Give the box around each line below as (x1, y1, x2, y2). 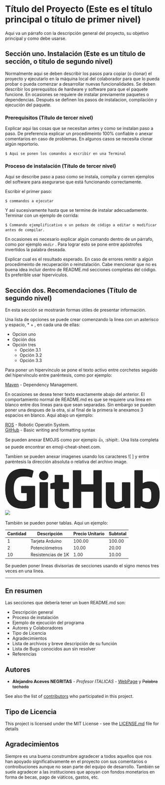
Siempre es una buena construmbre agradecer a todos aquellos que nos (5, 753, 152, 759)
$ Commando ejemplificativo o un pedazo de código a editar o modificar (5, 223, 157, 228)
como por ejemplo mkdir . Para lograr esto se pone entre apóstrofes (5, 241, 142, 247)
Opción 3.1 (19, 347, 41, 353)
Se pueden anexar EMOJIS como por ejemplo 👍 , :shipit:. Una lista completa (5, 437, 159, 443)
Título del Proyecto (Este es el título (5, 3, 153, 15)
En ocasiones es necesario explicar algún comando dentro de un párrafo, (5, 236, 154, 242)
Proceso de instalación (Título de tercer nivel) (5, 163, 116, 169)
